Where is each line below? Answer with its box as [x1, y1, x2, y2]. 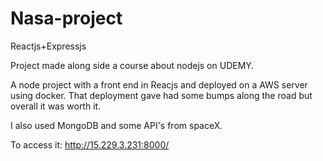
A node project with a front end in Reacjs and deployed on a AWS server [10, 78, 308, 91]
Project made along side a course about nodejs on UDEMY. [10, 59, 255, 71]
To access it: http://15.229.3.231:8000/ [10, 138, 170, 151]
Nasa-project [10, 7, 123, 30]
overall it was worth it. [10, 100, 102, 112]
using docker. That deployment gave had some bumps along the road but [10, 89, 313, 101]
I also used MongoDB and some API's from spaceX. [10, 119, 223, 131]
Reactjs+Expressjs [10, 40, 87, 52]
